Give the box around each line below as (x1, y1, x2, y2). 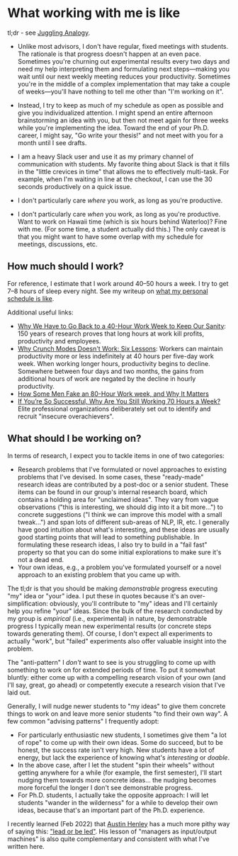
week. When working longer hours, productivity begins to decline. (17, 359, 210, 367)
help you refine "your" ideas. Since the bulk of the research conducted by (7, 607, 223, 615)
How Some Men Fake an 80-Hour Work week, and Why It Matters (17, 389, 209, 398)
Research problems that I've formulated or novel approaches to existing (17, 465, 227, 474)
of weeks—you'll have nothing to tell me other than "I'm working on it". (17, 87, 225, 96)
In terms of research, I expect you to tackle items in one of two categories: (7, 451, 225, 460)
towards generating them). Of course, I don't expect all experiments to (7, 629, 212, 638)
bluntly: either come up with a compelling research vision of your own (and (7, 673, 226, 681)
